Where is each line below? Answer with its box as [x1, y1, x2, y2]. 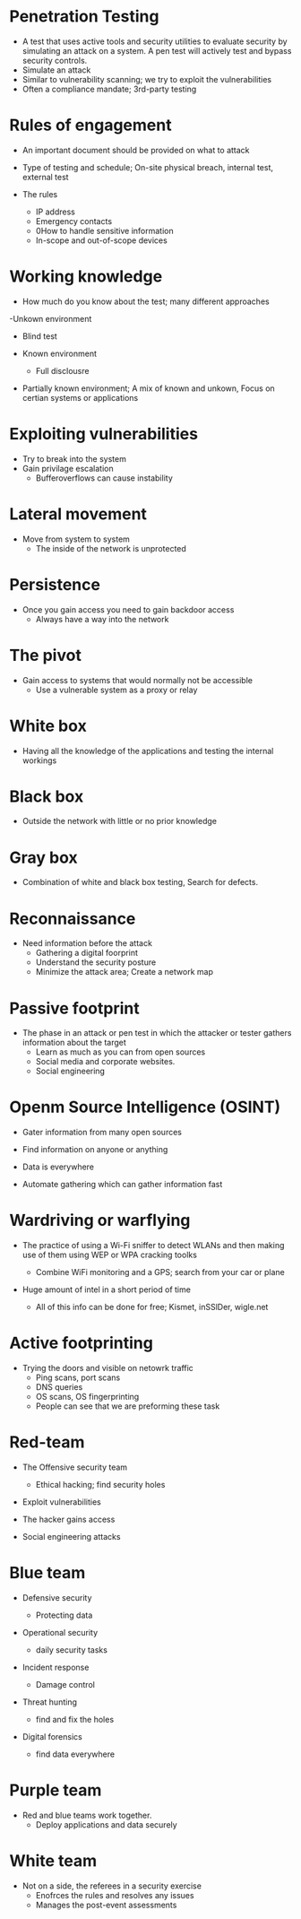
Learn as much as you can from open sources [35, 1046, 206, 1057]
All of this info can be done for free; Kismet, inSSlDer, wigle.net [35, 1302, 269, 1313]
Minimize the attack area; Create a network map [35, 967, 213, 977]
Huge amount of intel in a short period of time [21, 1284, 191, 1295]
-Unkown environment [9, 313, 92, 324]
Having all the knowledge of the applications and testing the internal [21, 745, 274, 756]
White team [9, 1851, 98, 1871]
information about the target [21, 1038, 127, 1048]
